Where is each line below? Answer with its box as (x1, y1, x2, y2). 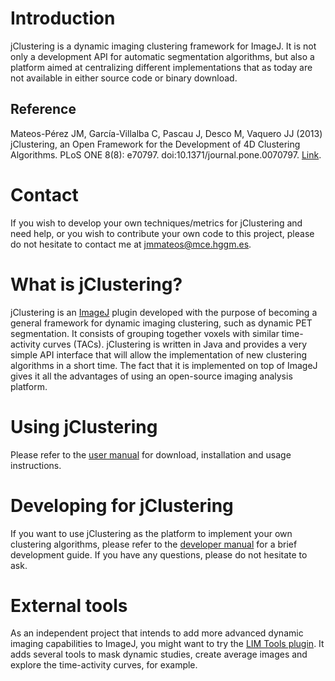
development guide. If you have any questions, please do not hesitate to (10, 548, 308, 561)
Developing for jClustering (10, 494, 234, 517)
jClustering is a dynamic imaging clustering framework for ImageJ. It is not (10, 40, 317, 52)
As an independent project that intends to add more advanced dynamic (10, 627, 304, 639)
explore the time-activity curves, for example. (10, 659, 198, 671)
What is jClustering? (10, 273, 183, 296)
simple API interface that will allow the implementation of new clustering (10, 348, 307, 361)
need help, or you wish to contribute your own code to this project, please (10, 227, 315, 239)
